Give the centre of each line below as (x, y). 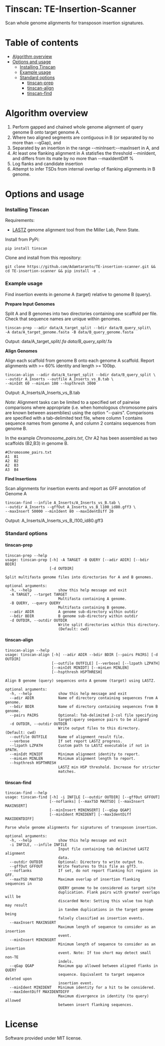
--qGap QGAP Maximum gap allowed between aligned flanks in (84, 966)
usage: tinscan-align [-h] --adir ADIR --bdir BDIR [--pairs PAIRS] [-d (82, 654)
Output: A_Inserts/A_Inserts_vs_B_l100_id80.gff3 (54, 521)
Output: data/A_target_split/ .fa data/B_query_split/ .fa (59, 341)
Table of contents (42, 43)
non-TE (12, 958)
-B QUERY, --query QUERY (35, 603)
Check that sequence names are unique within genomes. (63, 319)
